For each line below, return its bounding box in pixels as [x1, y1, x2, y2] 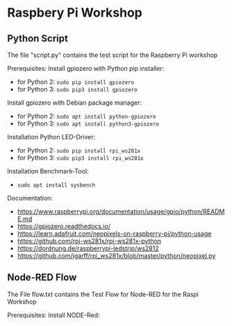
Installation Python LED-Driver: [7, 133, 96, 141]
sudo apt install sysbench [17, 182, 96, 189]
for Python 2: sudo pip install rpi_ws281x [17, 146, 141, 154]
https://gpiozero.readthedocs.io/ [17, 222, 111, 230]
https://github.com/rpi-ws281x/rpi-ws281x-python [17, 237, 162, 245]
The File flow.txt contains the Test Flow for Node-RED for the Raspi [7, 290, 199, 298]
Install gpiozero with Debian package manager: [7, 98, 142, 107]
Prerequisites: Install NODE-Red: [7, 311, 100, 319]
